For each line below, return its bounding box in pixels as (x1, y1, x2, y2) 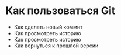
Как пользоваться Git (5, 4, 116, 18)
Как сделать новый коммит (13, 23, 83, 30)
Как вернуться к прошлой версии (13, 42, 99, 49)
